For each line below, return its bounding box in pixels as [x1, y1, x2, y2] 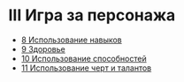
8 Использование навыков [20, 34, 123, 45]
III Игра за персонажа [8, 5, 176, 26]
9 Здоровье [20, 43, 65, 54]
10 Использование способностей [20, 53, 147, 63]
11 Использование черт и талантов [20, 63, 152, 73]
